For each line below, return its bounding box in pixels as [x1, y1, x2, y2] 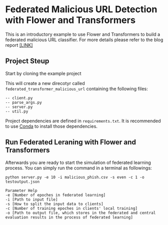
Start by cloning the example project [5, 70, 81, 76]
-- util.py [5, 108, 29, 114]
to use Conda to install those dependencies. [5, 123, 98, 129]
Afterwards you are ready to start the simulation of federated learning [5, 159, 151, 165]
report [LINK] [5, 42, 33, 48]
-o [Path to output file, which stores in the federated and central [5, 210, 156, 215]
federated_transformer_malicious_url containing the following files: [5, 86, 148, 92]
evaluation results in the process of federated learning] [5, 215, 133, 220]
